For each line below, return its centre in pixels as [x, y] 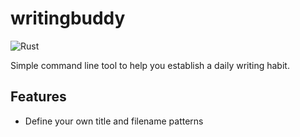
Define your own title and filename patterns [114, 121]
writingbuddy [68, 18]
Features [38, 97]
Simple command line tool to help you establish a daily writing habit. [150, 65]
